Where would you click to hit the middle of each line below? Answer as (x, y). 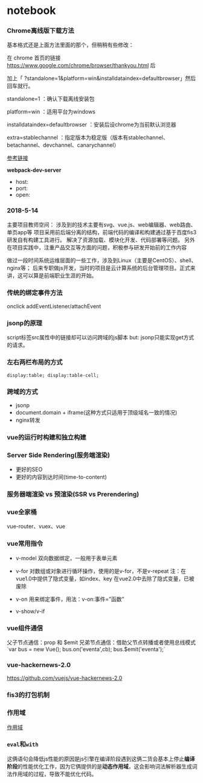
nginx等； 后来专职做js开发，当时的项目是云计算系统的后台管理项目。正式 (98, 268)
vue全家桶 (22, 512)
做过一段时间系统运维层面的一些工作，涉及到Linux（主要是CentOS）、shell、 (102, 260)
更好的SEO (29, 469)
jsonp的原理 (25, 323)
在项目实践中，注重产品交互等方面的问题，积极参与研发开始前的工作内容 (97, 247)
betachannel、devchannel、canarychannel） (63, 145)
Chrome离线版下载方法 (40, 31)
